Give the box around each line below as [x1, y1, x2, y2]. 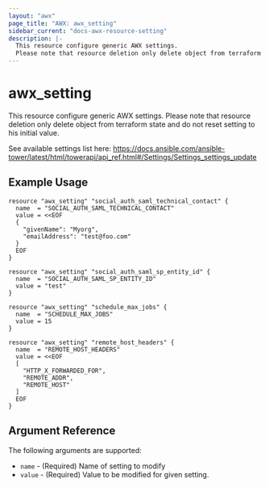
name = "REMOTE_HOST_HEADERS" [15, 345, 121, 354]
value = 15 [15, 317, 52, 325]
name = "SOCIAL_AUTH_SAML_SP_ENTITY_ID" [15, 275, 157, 283]
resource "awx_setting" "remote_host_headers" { [8, 338, 175, 346]
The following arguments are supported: [8, 445, 143, 455]
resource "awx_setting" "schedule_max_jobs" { [8, 303, 168, 311]
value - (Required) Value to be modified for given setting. [19, 469, 209, 479]
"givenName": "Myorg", [23, 225, 99, 233]
